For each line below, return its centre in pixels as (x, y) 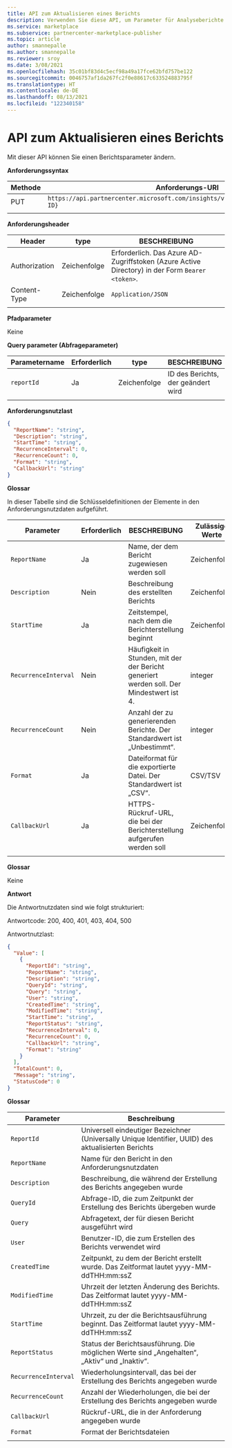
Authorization (32, 266)
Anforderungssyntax (38, 170)
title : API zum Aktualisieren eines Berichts (74, 13)
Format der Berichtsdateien (125, 1431)
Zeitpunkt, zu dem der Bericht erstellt (142, 1258)
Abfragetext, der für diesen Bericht (138, 1218)
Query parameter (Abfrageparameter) (63, 345)
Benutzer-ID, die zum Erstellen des (138, 1238)
